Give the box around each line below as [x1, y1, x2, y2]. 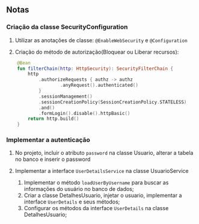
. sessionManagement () [38, 93, 93, 99]
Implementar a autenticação [6, 135, 90, 144]
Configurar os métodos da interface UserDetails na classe [23, 205, 169, 212]
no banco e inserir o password [14, 156, 91, 163]
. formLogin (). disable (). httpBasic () [38, 110, 130, 116]
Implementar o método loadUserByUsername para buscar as [23, 179, 169, 186]
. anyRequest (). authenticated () [60, 82, 138, 89]
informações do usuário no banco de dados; [23, 185, 134, 193]
